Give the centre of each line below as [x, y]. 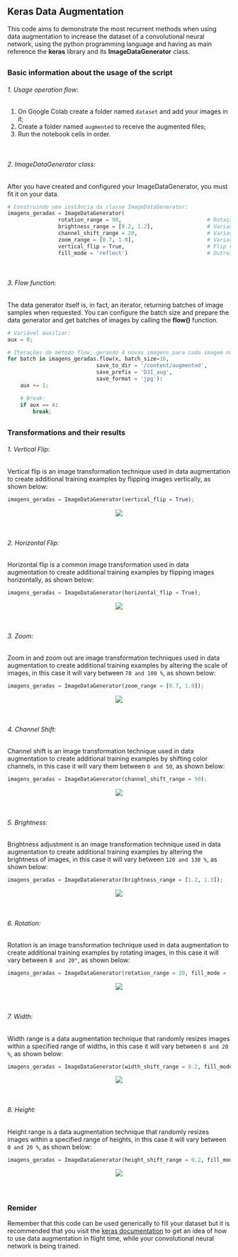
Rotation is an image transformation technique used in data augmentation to [118, 945]
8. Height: [22, 1109]
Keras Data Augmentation [66, 12]
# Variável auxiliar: [39, 333]
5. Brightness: [28, 822]
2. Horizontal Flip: [33, 543]
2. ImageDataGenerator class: [51, 164]
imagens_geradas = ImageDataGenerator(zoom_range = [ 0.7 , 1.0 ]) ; [106, 686]
